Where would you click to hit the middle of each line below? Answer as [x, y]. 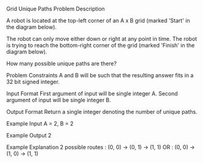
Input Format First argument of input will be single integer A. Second [92, 93]
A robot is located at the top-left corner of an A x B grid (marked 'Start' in [98, 20]
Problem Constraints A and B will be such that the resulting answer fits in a [100, 75]
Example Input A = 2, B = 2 [40, 123]
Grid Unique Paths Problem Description [56, 9]
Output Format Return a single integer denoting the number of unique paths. [102, 112]
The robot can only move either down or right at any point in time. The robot [102, 39]
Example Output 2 [29, 135]
